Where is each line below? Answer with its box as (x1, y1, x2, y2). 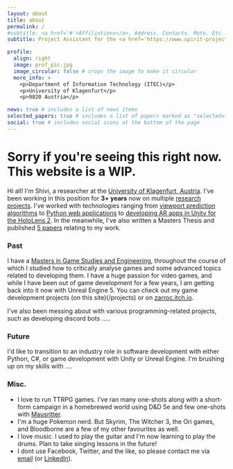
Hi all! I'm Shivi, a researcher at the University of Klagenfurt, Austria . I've (7, 187, 214, 195)
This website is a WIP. (7, 164, 137, 179)
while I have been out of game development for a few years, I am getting (7, 278, 214, 287)
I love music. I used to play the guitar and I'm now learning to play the (17, 432, 216, 441)
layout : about (7, 10, 49, 17)
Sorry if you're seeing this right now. (7, 148, 222, 164)
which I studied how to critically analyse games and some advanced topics (7, 264, 222, 272)
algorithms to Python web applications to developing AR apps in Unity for (7, 209, 216, 217)
